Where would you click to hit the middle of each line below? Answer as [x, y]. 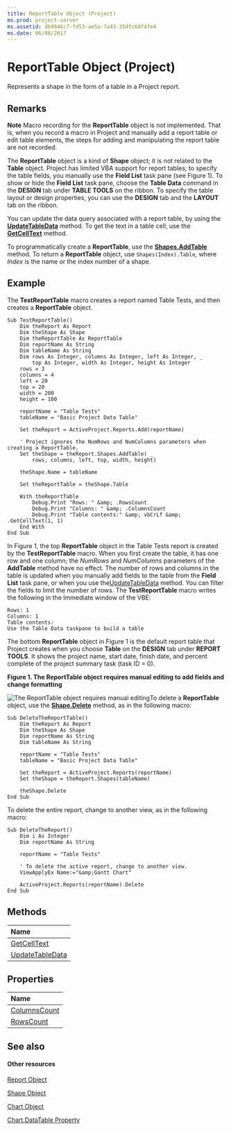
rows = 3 [32, 369]
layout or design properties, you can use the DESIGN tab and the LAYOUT [113, 198]
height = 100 [38, 399]
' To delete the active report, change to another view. [104, 866]
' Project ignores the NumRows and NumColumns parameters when [113, 442]
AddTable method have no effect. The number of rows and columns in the [113, 568]
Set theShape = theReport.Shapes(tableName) [85, 779]
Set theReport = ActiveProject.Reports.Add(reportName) [102, 429]
